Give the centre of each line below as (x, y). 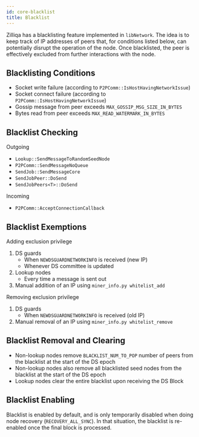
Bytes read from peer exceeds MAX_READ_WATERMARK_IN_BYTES (90, 113)
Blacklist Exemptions (46, 227)
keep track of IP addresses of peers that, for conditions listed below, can (96, 41)
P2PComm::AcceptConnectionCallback (60, 209)
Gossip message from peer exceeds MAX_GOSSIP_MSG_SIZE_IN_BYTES (98, 107)
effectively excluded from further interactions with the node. (81, 54)
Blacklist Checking (42, 132)
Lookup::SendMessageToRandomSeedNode (62, 159)
